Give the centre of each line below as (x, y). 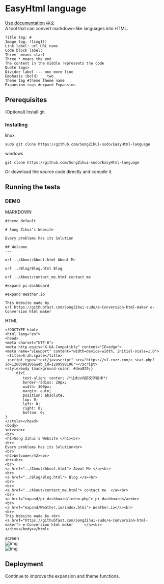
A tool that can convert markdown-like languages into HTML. (67, 28)
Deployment (24, 564)
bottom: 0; (34, 412)
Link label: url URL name (31, 46)
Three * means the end (28, 59)
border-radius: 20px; (45, 382)
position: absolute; (44, 395)
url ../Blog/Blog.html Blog (34, 268)
